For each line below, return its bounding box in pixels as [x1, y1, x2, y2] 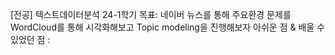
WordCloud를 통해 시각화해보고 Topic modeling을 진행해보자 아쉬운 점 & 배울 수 [10, 21, 326, 33]
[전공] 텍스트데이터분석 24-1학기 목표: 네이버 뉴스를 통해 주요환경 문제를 [10, 9, 292, 20]
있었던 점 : [10, 34, 51, 45]
